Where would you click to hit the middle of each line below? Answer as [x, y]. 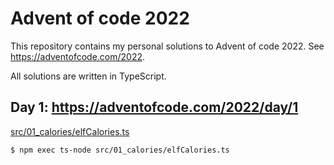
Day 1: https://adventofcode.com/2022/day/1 [154, 107]
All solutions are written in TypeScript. [88, 76]
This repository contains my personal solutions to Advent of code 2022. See [167, 46]
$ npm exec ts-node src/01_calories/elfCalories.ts [120, 150]
